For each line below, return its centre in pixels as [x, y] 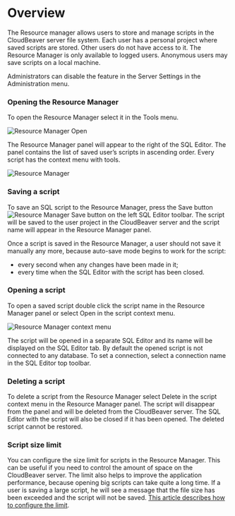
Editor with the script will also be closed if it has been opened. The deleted [116, 419]
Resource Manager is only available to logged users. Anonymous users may [117, 55]
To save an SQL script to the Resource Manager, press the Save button [110, 207]
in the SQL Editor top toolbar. [49, 363]
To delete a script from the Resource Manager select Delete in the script [112, 397]
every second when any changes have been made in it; [98, 264]
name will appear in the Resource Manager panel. [79, 229]
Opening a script [36, 290]
